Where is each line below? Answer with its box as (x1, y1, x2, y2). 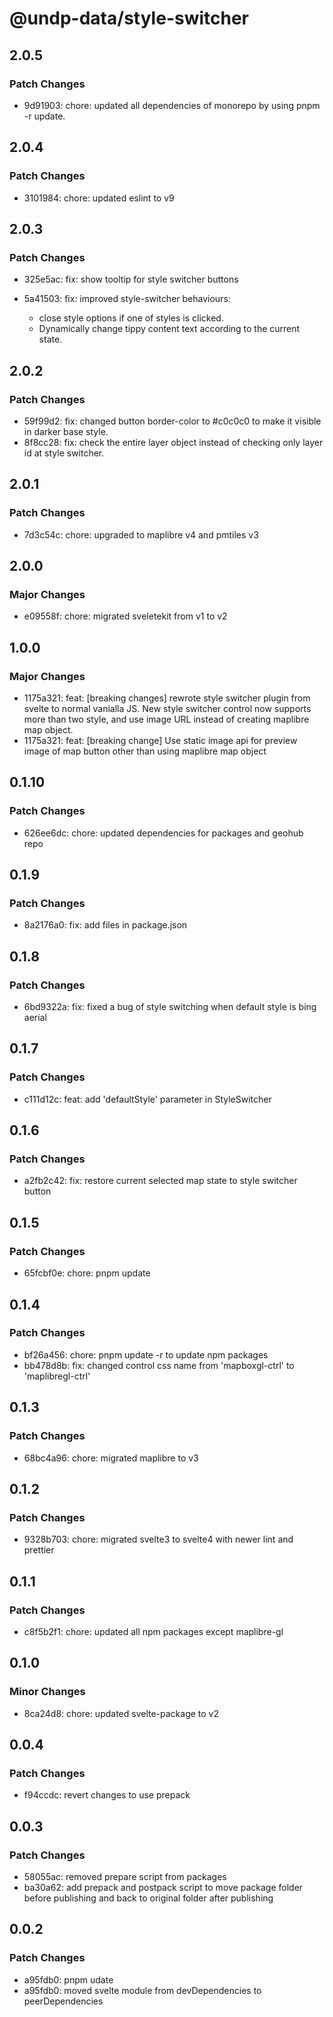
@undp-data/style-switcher (9, 7, 250, 30)
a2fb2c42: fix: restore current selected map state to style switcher (23, 1175, 298, 1187)
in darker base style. (23, 425, 109, 437)
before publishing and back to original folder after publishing (23, 1892, 274, 1904)
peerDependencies (23, 1995, 104, 2007)
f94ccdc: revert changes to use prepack (23, 1789, 191, 1801)
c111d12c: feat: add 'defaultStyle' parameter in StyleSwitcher (23, 1093, 272, 1105)
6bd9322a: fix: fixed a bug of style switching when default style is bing (23, 1001, 317, 1013)
